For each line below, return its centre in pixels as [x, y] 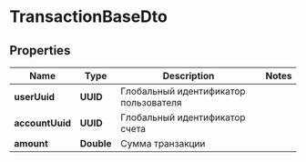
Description [189, 76]
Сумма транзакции [163, 143]
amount [31, 143]
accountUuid [42, 123]
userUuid [35, 97]
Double [96, 143]
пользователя [151, 102]
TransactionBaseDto [89, 17]
